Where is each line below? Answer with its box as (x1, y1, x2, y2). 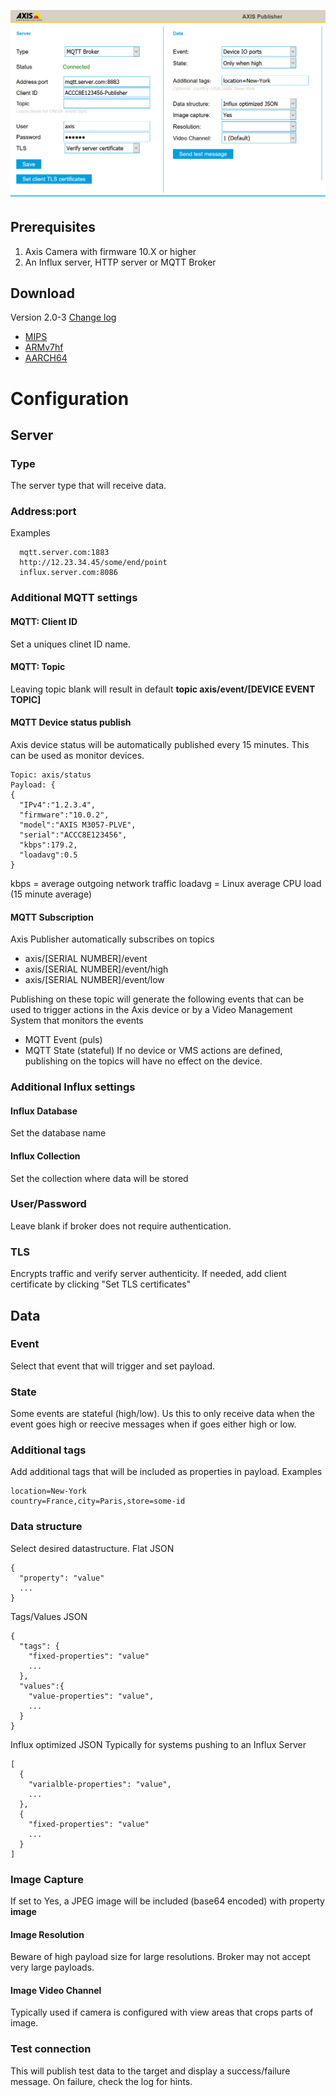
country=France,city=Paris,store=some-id (10, 1496, 186, 1507)
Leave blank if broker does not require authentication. (10, 1220, 232, 1232)
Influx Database (10, 1105, 78, 1117)
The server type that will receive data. (10, 480, 167, 492)
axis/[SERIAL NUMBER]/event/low (24, 974, 165, 986)
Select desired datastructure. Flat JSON (10, 1542, 175, 1554)
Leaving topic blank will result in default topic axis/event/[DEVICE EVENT (10, 683, 316, 695)
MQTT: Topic (10, 661, 66, 673)
